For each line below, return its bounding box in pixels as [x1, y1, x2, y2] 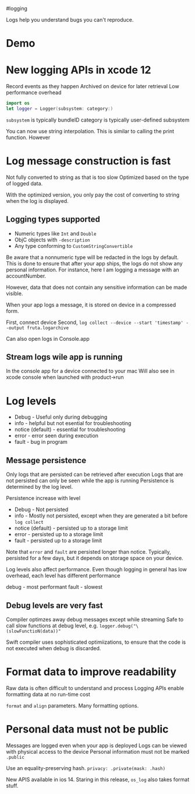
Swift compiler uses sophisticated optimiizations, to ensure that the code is [6, 638, 186, 645]
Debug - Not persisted [14, 506, 69, 513]
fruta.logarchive [27, 324, 69, 331]
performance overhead [6, 89, 62, 96]
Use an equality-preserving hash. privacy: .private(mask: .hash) [6, 764, 166, 771]
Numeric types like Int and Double [14, 230, 97, 237]
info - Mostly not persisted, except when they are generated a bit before [14, 512, 188, 519]
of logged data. [6, 179, 43, 187]
